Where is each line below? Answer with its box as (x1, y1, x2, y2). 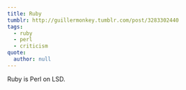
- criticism (13, 43, 49, 50)
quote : (7, 50, 26, 57)
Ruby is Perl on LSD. (7, 75, 65, 83)
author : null (13, 56, 52, 63)
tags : (7, 23, 23, 30)
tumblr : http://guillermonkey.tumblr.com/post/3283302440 (7, 17, 179, 24)
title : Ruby (7, 10, 42, 17)
